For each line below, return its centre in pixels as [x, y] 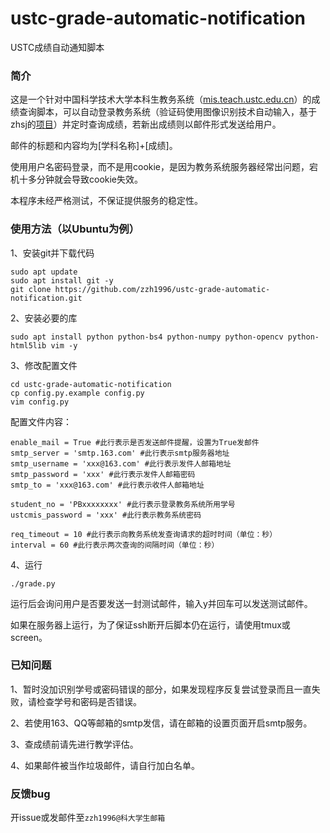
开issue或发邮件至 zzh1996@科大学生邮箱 [88, 818]
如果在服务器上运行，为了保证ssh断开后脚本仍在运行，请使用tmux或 [150, 624]
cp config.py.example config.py [77, 393]
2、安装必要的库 [44, 318]
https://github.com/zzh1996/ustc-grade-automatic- [162, 289]
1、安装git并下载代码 [52, 253]
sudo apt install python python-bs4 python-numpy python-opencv [147, 337]
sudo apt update [44, 272]
